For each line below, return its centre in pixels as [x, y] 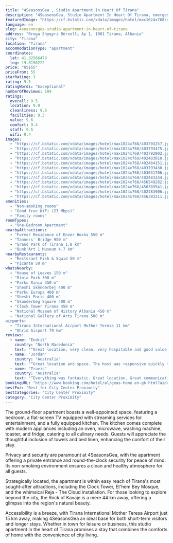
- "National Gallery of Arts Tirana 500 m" [57, 316]
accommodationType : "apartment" [40, 48]
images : [14, 139]
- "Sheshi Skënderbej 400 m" [41, 287]
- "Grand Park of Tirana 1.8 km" [46, 244]
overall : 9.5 [24, 101]
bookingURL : [18, 383]
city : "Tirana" [22, 39]
